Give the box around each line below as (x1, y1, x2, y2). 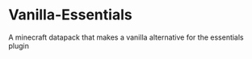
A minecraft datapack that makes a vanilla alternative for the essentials (8, 32, 244, 42)
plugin (8, 40, 30, 50)
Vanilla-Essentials (8, 6, 132, 24)
